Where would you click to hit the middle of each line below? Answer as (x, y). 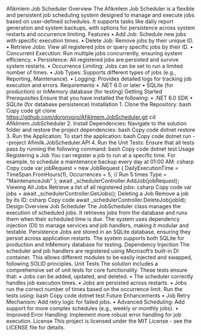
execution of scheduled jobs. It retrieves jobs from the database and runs (97, 213)
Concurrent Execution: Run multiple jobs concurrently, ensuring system (94, 53)
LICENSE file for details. (36, 327)
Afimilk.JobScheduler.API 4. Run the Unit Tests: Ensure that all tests (111, 142)
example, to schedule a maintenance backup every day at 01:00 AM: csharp (100, 162)
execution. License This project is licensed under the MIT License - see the (99, 321)
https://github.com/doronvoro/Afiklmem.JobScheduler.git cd (81, 117)
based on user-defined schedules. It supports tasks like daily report (90, 21)
